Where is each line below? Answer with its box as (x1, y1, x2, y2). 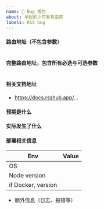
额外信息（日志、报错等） (14, 197, 76, 204)
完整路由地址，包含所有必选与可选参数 (6, 60, 98, 67)
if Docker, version (9, 181, 58, 189)
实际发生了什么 (6, 123, 42, 130)
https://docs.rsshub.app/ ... (14, 94, 78, 101)
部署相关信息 (6, 137, 37, 144)
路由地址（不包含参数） (6, 38, 62, 45)
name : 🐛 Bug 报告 (6, 8, 46, 15)
